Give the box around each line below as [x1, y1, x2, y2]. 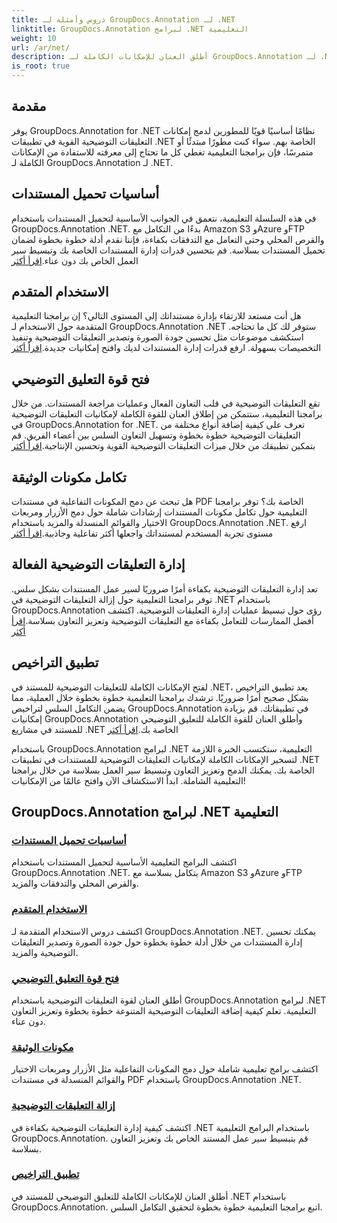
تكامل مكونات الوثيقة [11, 469, 127, 486]
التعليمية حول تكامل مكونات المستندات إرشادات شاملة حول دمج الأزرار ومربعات [11, 506, 308, 518]
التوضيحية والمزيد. [11, 946, 79, 958]
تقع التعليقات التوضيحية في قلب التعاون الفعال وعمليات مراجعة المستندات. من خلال [11, 397, 321, 410]
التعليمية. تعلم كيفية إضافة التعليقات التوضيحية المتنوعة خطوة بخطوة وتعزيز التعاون [11, 1004, 317, 1016]
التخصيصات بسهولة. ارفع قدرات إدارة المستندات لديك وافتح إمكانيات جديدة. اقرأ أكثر [11, 342, 322, 354]
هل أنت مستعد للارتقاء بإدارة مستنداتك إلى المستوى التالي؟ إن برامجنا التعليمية [11, 310, 302, 322]
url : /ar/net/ [11, 42, 71, 53]
